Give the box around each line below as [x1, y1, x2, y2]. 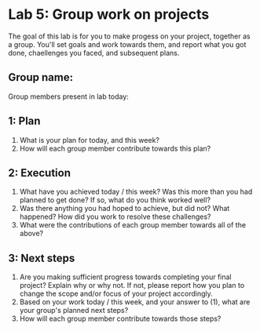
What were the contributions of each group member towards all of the [19, 220, 246, 230]
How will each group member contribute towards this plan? [19, 144, 211, 153]
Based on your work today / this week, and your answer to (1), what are [19, 297, 251, 307]
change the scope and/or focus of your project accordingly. [19, 289, 214, 299]
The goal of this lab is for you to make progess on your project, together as [8, 31, 251, 41]
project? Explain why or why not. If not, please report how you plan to [19, 281, 245, 290]
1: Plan [8, 115, 41, 128]
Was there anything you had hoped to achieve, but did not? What [19, 204, 230, 213]
